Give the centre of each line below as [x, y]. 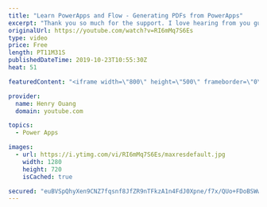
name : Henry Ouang [46, 103]
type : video [28, 38]
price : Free [28, 45]
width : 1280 [42, 162]
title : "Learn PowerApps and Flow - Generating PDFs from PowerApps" [126, 16]
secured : [23, 191]
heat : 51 [23, 68]
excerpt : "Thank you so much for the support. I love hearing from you [129, 23]
